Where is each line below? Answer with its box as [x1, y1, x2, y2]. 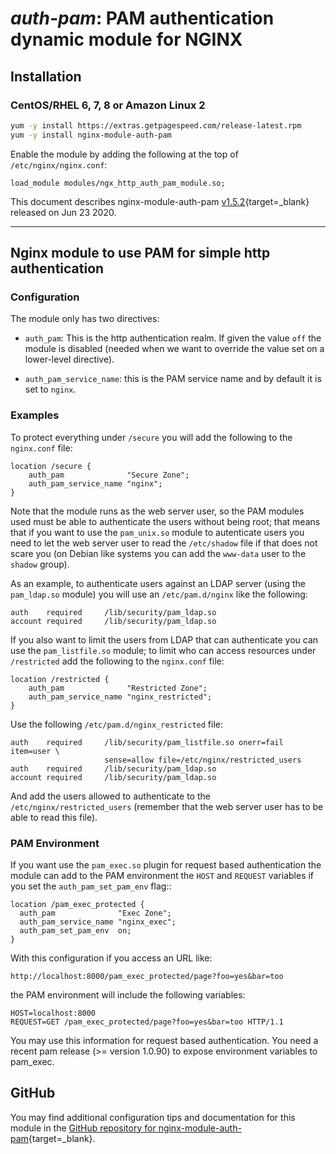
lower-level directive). [24, 353, 115, 366]
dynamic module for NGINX [10, 28, 243, 51]
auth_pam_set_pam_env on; [19, 925, 132, 936]
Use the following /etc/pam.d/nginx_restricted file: [10, 718, 224, 730]
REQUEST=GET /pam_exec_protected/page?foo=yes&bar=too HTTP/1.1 [10, 1017, 284, 1027]
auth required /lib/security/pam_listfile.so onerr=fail [10, 737, 284, 747]
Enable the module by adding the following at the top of [10, 148, 239, 160]
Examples [10, 408, 60, 422]
